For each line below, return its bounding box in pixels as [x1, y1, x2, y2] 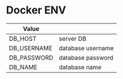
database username [59, 44, 114, 52]
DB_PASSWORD [9, 53, 54, 61]
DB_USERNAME [9, 44, 53, 52]
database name [59, 63, 102, 71]
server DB [59, 35, 87, 43]
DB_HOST [9, 35, 37, 43]
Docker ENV [6, 4, 66, 17]
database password [59, 53, 114, 61]
